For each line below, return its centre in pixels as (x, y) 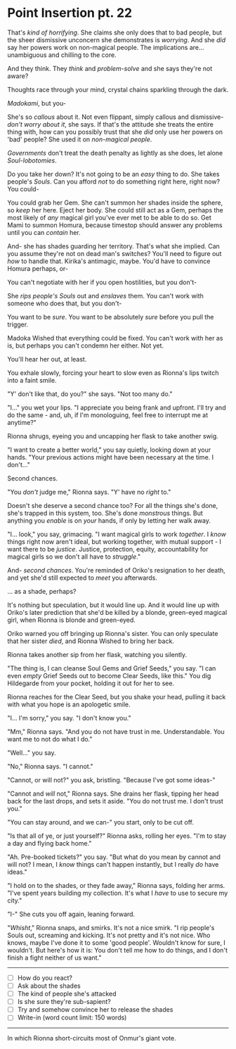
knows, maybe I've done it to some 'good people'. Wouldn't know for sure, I (117, 942)
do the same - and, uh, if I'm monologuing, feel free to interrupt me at (108, 415)
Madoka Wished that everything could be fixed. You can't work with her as (115, 338)
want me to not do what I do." (50, 739)
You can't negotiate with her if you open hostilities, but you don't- (102, 282)
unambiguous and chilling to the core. (62, 55)
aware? (18, 76)
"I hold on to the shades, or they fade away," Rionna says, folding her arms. (116, 885)
